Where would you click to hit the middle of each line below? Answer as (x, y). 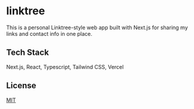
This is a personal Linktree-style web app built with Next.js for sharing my (97, 27)
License (21, 85)
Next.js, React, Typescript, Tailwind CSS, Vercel (65, 67)
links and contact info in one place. (49, 33)
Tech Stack (28, 53)
